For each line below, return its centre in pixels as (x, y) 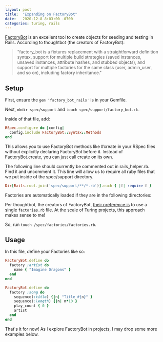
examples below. (22, 334)
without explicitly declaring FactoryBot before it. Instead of (64, 151)
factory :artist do (29, 265)
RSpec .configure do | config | (35, 128)
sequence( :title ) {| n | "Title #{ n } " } (53, 297)
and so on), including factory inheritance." (59, 73)
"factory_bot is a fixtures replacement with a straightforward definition (88, 52)
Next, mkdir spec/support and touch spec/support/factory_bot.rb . (72, 110)
